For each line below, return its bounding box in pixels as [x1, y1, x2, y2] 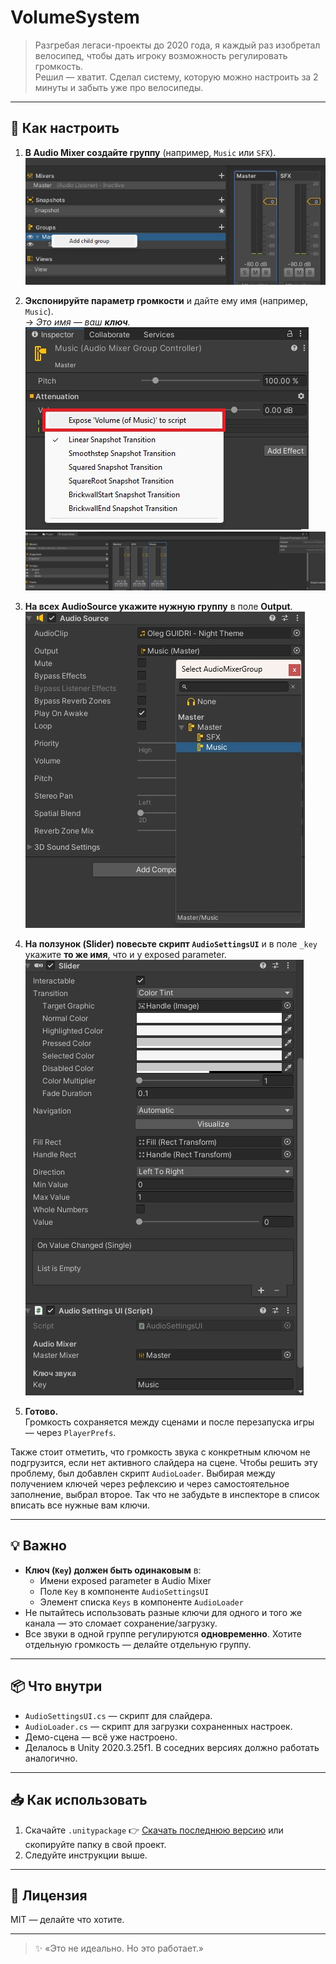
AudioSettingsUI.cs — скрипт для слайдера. [24, 1709, 213, 1721]
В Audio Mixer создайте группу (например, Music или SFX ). [24, 146, 277, 158]
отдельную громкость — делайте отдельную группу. [24, 1638, 252, 1650]
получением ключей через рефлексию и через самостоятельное [10, 1478, 290, 1490]
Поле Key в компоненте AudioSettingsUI [39, 1585, 210, 1597]
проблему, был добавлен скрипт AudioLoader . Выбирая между [10, 1467, 276, 1480]
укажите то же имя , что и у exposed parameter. [24, 949, 227, 961]
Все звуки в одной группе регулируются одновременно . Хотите [24, 1627, 302, 1640]
